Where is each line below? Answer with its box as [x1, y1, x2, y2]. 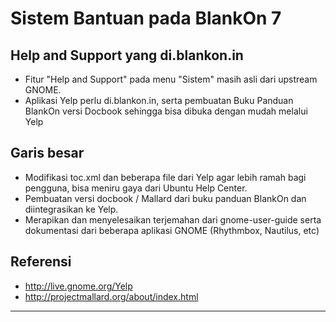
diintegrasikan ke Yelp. [24, 203, 119, 215]
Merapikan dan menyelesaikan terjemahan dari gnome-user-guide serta [24, 213, 322, 226]
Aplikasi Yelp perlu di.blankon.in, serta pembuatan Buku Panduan [24, 95, 294, 106]
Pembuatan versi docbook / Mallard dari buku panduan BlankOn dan [24, 192, 307, 204]
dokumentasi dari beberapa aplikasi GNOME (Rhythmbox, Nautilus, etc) [24, 224, 320, 236]
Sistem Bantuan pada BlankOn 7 [10, 7, 282, 30]
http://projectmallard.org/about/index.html [24, 290, 199, 302]
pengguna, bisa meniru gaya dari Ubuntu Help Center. [24, 182, 248, 194]
